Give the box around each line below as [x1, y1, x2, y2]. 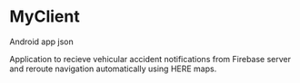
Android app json [9, 36, 75, 47]
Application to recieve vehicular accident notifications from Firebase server [9, 53, 292, 64]
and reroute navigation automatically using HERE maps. [9, 63, 217, 74]
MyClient [9, 6, 80, 27]
